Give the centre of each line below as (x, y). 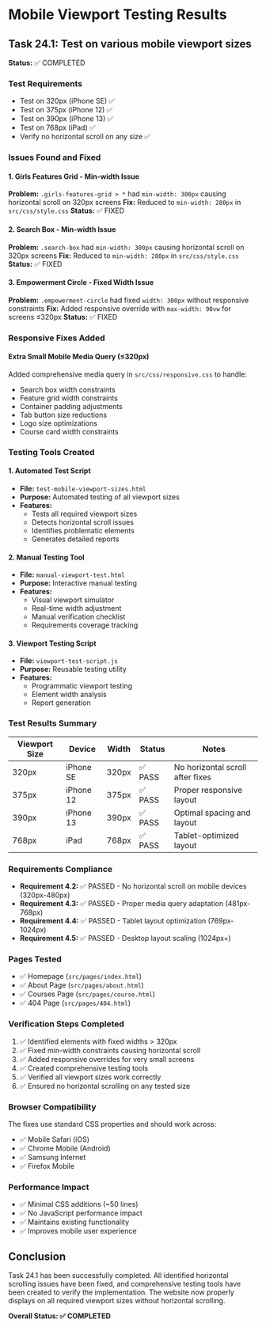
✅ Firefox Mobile (47, 1166)
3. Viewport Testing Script (52, 643)
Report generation (61, 703)
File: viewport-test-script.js (69, 661)
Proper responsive (208, 790)
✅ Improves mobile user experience (78, 1231)
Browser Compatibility (52, 1107)
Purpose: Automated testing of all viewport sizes (99, 497)
